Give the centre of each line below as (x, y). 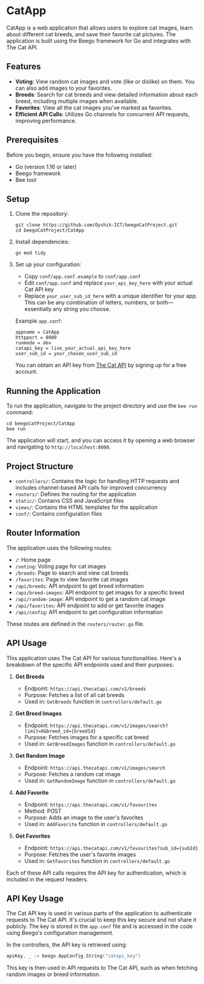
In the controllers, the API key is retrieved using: (67, 945)
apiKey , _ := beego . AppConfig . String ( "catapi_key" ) (74, 956)
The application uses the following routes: (59, 548)
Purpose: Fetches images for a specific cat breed (86, 737)
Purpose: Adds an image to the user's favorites (84, 817)
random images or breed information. (54, 974)
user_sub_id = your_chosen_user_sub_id (66, 354)
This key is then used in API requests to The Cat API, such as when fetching (102, 968)
